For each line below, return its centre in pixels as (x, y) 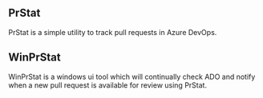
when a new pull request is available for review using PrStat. (107, 85)
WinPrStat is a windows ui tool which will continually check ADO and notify (132, 76)
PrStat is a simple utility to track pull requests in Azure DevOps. (113, 32)
